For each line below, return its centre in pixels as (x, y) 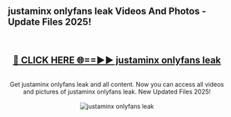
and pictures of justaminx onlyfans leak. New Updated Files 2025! (117, 92)
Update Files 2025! (50, 22)
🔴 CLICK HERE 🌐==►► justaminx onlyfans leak (117, 60)
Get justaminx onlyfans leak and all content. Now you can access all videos (117, 84)
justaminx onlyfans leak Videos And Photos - (107, 11)
